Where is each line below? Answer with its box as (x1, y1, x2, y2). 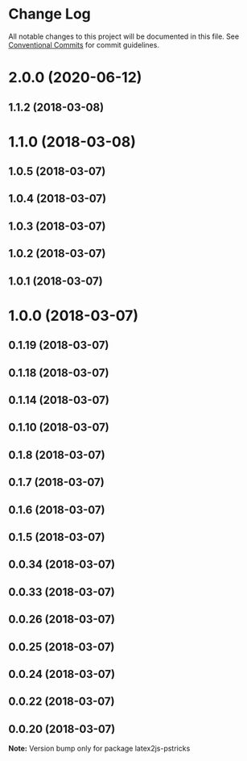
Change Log (8, 5, 91, 23)
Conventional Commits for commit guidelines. (8, 40, 159, 49)
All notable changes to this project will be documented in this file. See (8, 31, 240, 41)
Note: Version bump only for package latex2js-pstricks (8, 743, 191, 754)
